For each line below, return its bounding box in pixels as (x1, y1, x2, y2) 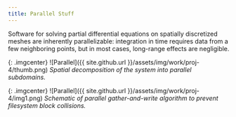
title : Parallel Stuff (8, 10, 74, 18)
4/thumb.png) (8, 65, 48, 74)
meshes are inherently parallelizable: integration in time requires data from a (8, 36, 229, 46)
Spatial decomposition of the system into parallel (49, 65, 192, 74)
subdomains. (8, 73, 46, 81)
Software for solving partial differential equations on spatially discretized (8, 29, 218, 38)
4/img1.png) (8, 94, 43, 102)
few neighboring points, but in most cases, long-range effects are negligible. (8, 44, 230, 53)
